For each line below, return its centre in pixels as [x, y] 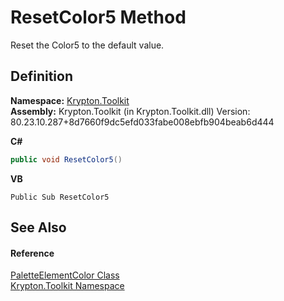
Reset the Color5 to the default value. [87, 45]
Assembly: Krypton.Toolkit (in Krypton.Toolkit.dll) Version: [130, 111]
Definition [41, 76]
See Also [38, 227]
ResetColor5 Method [98, 17]
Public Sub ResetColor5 [60, 197]
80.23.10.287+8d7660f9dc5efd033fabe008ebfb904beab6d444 [142, 122]
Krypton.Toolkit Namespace [67, 286]
